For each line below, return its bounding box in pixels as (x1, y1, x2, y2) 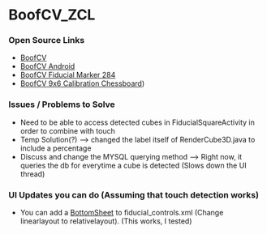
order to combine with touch (19, 126, 115, 135)
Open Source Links (8, 35, 85, 46)
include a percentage (19, 143, 92, 153)
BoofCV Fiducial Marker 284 (19, 70, 116, 80)
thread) (19, 168, 45, 179)
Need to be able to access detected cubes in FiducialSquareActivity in (19, 117, 256, 127)
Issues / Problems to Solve (8, 99, 115, 110)
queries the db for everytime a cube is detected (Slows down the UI (19, 160, 247, 170)
